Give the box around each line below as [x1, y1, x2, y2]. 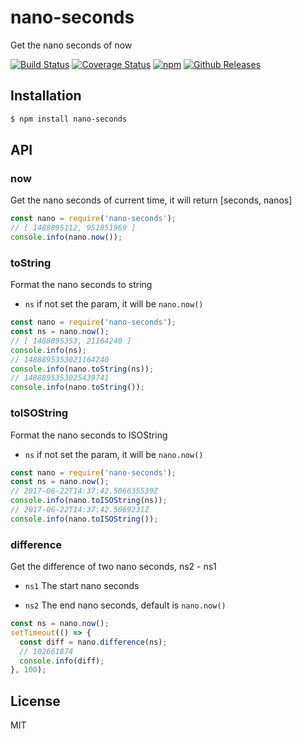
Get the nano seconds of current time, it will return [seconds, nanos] [10, 194, 293, 206]
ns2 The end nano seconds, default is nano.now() [24, 599, 227, 611]
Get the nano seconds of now [10, 39, 133, 51]
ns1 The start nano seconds [24, 580, 140, 592]
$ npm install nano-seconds [10, 114, 128, 124]
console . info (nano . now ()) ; [10, 232, 123, 243]
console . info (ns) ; [10, 345, 87, 355]
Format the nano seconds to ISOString [10, 429, 168, 441]
